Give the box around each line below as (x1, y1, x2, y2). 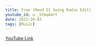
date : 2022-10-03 (5, 17, 42, 22)
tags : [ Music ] (5, 21, 35, 27)
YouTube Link (5, 35, 34, 41)
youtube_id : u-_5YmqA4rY (5, 12, 58, 17)
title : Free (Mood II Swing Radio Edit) (5, 7, 92, 13)
